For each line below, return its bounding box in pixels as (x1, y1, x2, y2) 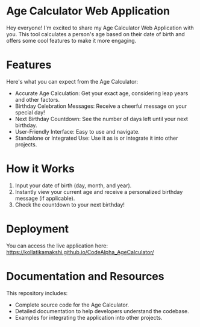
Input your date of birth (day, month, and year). (14, 182, 132, 189)
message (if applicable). (14, 195, 75, 202)
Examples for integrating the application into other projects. (14, 314, 163, 321)
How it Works (6, 162, 75, 176)
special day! (14, 108, 45, 116)
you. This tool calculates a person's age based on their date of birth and (6, 30, 185, 37)
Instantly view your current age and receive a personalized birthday (14, 188, 183, 195)
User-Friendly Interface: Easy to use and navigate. (14, 128, 140, 135)
